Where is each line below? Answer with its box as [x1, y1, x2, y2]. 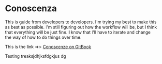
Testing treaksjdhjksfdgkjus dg [5, 53, 66, 59]
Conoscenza [5, 3, 57, 14]
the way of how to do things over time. [5, 34, 82, 40]
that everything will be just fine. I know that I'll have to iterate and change [5, 29, 151, 35]
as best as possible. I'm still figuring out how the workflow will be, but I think [5, 24, 157, 30]
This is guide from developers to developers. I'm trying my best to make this [5, 19, 157, 25]
